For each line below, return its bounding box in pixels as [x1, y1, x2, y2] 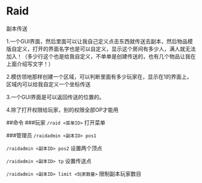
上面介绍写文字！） [6, 60, 54, 67]
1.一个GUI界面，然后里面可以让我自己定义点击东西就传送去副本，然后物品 [6, 37, 188, 45]
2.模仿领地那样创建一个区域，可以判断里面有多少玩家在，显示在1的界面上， [6, 73, 192, 80]
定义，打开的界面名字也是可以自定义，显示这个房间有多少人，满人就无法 [16, 45, 196, 52]
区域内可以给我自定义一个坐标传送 [6, 80, 91, 88]
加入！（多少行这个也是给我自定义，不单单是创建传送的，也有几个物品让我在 [6, 52, 196, 60]
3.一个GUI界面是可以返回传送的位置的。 [6, 93, 105, 101]
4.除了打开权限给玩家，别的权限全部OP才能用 [6, 106, 119, 113]
